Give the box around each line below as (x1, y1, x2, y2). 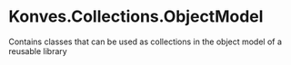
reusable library (8, 45, 67, 56)
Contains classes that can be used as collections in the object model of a (8, 36, 283, 47)
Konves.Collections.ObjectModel (8, 6, 264, 27)
